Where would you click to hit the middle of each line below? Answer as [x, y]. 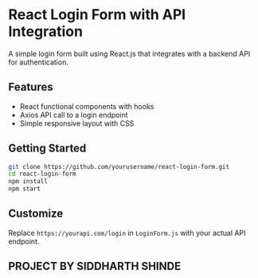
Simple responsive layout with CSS [77, 123]
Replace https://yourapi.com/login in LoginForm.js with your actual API [127, 233]
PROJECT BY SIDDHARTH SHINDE [95, 266]
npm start [25, 189]
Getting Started [47, 149]
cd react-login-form [43, 174]
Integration [46, 31]
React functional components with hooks [87, 106]
